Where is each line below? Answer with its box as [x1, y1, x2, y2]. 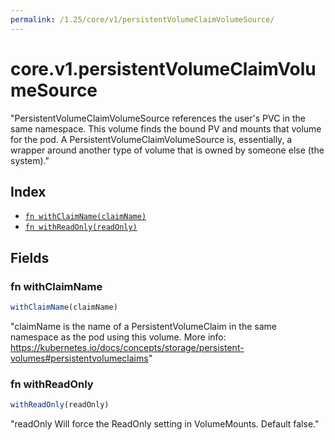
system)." [10, 154, 50, 166]
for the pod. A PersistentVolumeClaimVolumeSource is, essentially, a [10, 133, 293, 145]
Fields [10, 249, 50, 266]
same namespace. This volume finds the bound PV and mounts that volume [10, 122, 322, 135]
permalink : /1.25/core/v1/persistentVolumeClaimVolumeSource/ [10, 14, 275, 25]
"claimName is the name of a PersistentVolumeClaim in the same [10, 320, 278, 332]
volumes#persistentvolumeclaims [10, 352, 149, 364]
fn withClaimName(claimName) [24, 212, 147, 222]
